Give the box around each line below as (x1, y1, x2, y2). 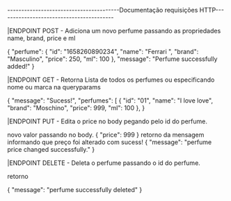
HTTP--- (199, 6, 225, 14)
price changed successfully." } (7, 146, 95, 153)
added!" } (7, 62, 35, 70)
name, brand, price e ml (7, 34, 76, 42)
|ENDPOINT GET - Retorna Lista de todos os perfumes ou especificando (7, 76, 215, 84)
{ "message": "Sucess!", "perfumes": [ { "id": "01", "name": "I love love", (7, 96, 214, 105)
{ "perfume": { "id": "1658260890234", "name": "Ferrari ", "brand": (7, 48, 199, 55)
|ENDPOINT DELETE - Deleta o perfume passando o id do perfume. (7, 159, 200, 167)
